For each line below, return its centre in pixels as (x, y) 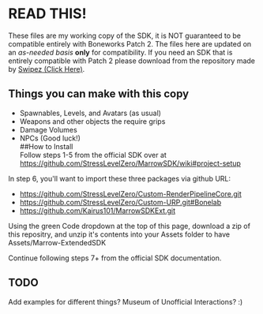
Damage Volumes (48, 129)
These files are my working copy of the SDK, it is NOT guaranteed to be (125, 36)
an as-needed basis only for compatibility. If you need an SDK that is (120, 52)
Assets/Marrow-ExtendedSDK (57, 242)
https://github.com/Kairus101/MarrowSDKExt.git (98, 211)
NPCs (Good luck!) (50, 138)
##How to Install (46, 146)
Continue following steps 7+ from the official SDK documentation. (115, 258)
